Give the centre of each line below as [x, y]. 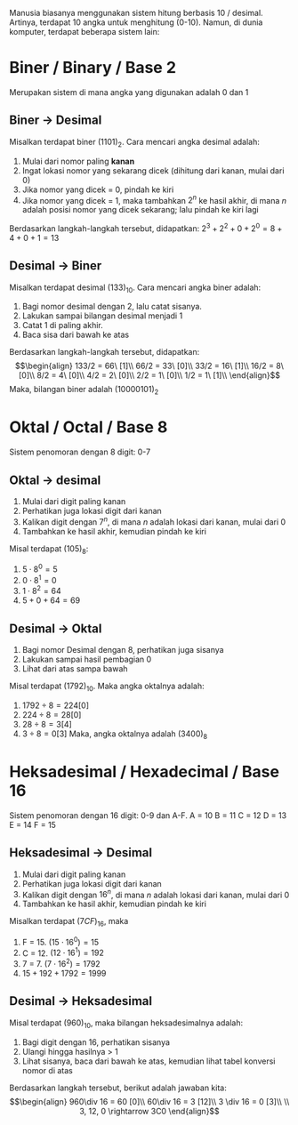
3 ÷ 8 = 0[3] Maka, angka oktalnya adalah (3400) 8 [115, 735]
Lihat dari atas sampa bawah [75, 669]
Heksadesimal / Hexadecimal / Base [145, 772]
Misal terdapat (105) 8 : [49, 549]
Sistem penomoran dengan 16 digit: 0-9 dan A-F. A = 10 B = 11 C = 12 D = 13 [148, 815]
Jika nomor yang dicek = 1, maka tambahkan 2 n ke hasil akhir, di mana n [154, 199]
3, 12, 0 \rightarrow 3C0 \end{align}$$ [149, 1111]
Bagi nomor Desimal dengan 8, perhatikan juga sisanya [123, 650]
